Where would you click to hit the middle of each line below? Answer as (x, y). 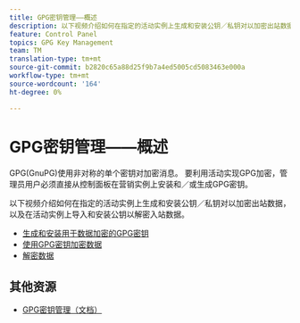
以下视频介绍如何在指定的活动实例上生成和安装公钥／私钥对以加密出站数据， (150, 203)
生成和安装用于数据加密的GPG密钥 (85, 234)
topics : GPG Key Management (62, 42)
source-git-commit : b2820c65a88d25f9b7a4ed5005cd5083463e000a (127, 68)
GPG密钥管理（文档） (62, 310)
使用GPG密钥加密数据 (62, 244)
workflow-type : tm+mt (50, 76)
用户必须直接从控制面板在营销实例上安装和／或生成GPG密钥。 (138, 185)
